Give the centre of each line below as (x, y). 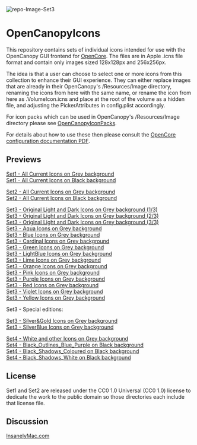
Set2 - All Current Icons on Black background (62, 198)
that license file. (26, 403)
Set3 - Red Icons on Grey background (53, 285)
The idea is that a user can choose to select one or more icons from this (94, 74)
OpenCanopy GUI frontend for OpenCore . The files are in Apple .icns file (95, 56)
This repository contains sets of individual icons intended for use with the (96, 49)
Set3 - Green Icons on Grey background (55, 247)
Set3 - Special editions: (35, 309)
